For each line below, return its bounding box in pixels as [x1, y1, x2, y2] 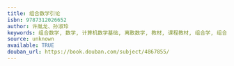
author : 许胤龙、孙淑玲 [7, 23, 69, 30]
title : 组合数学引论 [7, 10, 61, 17]
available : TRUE [7, 42, 54, 49]
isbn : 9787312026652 [7, 16, 68, 23]
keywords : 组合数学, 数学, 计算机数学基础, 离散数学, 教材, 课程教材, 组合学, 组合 [7, 29, 228, 36]
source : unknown [7, 36, 54, 43]
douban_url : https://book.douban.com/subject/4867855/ [7, 49, 170, 56]
